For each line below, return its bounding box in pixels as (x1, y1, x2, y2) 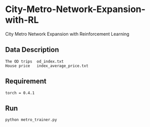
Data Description (5, 45, 59, 54)
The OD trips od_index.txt (5, 59, 64, 64)
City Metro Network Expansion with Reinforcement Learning (5, 31, 129, 37)
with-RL (5, 14, 39, 26)
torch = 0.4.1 (5, 90, 35, 95)
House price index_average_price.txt (5, 63, 89, 69)
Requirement (5, 77, 47, 86)
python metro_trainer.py (5, 117, 57, 122)
